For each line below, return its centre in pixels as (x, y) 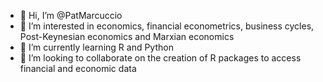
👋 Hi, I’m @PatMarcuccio (71, 15)
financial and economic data (78, 68)
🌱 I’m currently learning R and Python (96, 47)
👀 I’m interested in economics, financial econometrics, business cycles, (167, 26)
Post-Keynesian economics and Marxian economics (127, 36)
